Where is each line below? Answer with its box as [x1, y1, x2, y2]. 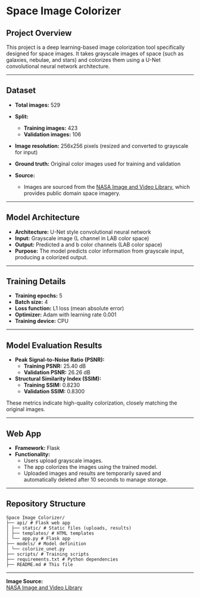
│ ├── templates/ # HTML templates [6, 530, 95, 536]
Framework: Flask [14, 444, 60, 452]
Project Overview [6, 28, 72, 38]
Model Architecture [6, 213, 80, 223]
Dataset [6, 85, 36, 96]
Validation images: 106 [23, 130, 82, 138]
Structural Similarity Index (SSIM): [14, 375, 102, 383]
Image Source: [6, 577, 43, 584]
